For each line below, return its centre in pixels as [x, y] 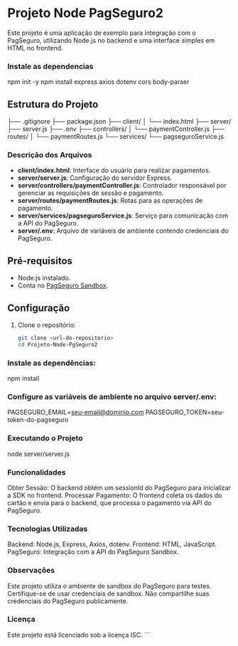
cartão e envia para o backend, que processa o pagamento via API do [109, 502]
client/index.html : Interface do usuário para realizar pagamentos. [114, 170]
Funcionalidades [37, 472]
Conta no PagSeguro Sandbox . [63, 285]
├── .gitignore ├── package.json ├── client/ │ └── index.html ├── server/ [119, 122]
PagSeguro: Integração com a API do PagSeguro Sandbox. [93, 552]
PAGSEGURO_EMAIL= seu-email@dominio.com [76, 412]
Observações [31, 571]
